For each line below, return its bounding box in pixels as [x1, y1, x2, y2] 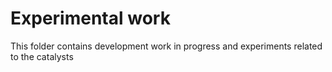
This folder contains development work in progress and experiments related [10, 40, 323, 52]
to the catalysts [10, 50, 74, 62]
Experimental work [10, 7, 171, 30]
